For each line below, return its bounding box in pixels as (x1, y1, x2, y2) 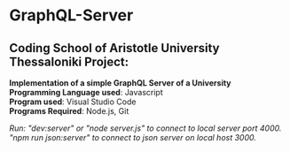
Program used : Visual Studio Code (9, 96, 137, 107)
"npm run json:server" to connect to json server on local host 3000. (9, 132, 257, 142)
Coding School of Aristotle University (9, 41, 220, 56)
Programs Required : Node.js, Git (9, 106, 129, 116)
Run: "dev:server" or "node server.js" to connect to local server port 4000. (9, 123, 282, 133)
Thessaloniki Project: (9, 54, 129, 69)
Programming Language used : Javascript (9, 87, 164, 97)
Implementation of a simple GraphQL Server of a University (9, 78, 232, 88)
